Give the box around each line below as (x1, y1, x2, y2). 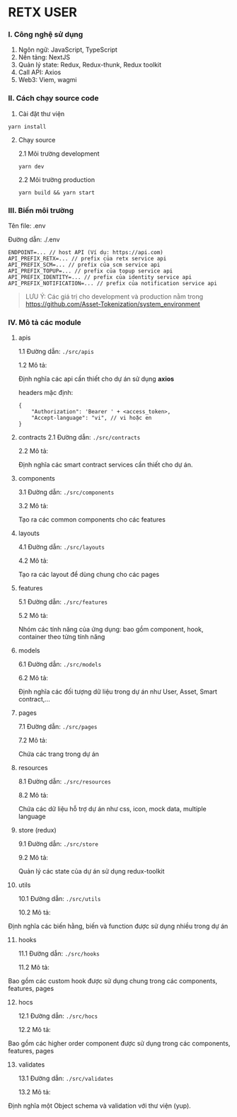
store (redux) (18, 826, 57, 835)
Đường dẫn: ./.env (8, 235, 60, 244)
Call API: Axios (18, 68, 62, 76)
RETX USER (8, 4, 77, 21)
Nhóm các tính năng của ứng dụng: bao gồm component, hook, (18, 625, 204, 634)
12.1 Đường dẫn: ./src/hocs (18, 1012, 98, 1020)
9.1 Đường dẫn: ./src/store (18, 840, 98, 848)
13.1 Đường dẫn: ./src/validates (18, 1074, 114, 1083)
